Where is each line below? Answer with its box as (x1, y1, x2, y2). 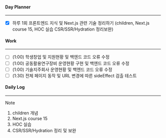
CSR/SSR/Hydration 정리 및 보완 (12, 127, 77, 133)
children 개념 (12, 110, 39, 116)
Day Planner (5, 4, 31, 10)
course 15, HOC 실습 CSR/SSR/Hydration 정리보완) (12, 26, 114, 32)
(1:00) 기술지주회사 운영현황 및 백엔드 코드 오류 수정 (12, 67, 113, 72)
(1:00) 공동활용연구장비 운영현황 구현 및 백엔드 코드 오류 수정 (12, 60, 130, 66)
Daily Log (5, 84, 25, 90)
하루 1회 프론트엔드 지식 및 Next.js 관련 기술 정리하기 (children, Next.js (12, 20, 150, 26)
